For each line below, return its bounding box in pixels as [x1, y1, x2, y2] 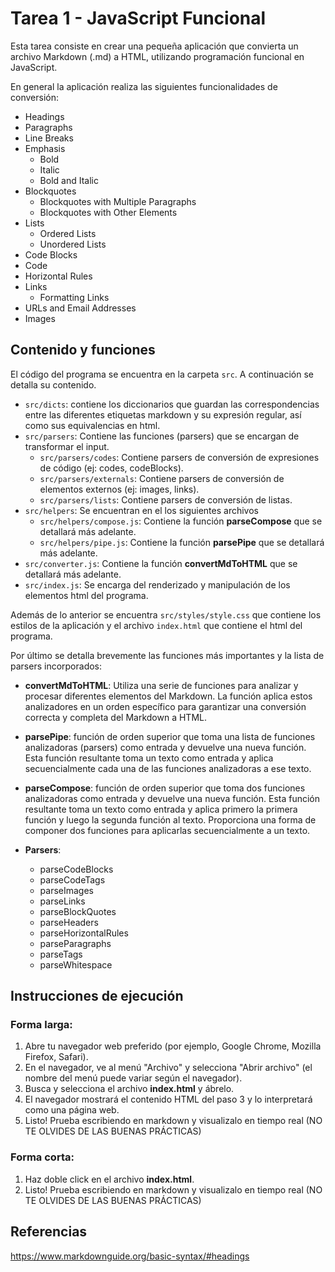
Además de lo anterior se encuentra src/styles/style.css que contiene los [10, 608, 322, 621]
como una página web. [24, 1104, 120, 1116]
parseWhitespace [39, 958, 113, 971]
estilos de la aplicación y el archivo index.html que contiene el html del [10, 619, 303, 631]
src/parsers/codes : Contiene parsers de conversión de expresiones [39, 451, 320, 463]
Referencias [10, 1223, 88, 1241]
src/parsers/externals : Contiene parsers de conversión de [39, 472, 285, 484]
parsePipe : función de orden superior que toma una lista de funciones [24, 730, 316, 742]
